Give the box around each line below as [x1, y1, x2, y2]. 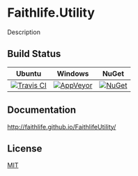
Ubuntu [16, 68, 42, 78]
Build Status [7, 48, 61, 60]
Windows [56, 68, 89, 78]
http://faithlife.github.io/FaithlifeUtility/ [7, 122, 116, 131]
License [7, 143, 43, 154]
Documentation [7, 104, 77, 116]
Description [7, 28, 40, 36]
